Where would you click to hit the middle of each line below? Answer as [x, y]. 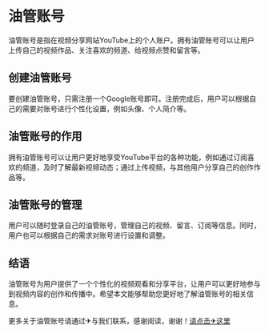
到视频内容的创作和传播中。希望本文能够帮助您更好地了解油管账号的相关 [127, 294]
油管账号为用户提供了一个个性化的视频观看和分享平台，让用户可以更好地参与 [134, 284]
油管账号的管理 [45, 205]
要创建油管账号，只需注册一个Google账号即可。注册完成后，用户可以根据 [129, 98]
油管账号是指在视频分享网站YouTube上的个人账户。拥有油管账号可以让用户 [131, 40]
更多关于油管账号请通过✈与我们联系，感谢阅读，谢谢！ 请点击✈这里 [119, 321]
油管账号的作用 [45, 136]
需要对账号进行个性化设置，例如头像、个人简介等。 [106, 108]
